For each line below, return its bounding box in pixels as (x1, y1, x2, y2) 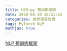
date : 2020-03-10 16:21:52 (5, 12, 62, 17)
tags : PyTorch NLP (5, 21, 44, 26)
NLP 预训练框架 (5, 40, 38, 46)
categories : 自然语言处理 (5, 16, 56, 21)
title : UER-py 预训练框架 (5, 7, 56, 12)
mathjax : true (5, 26, 36, 31)
